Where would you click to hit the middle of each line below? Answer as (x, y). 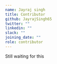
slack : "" (15, 33)
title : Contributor (25, 14)
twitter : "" (17, 24)
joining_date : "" (23, 38)
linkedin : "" (19, 28)
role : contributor (24, 42)
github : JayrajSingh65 (28, 19)
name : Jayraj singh (25, 10)
